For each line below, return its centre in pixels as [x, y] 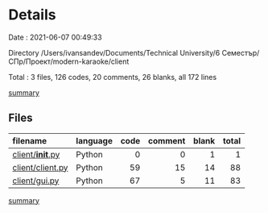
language [94, 140]
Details [32, 15]
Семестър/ [241, 52]
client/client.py [40, 167]
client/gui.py [36, 181]
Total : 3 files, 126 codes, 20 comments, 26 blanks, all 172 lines [113, 77]
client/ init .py [36, 154]
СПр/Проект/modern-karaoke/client [69, 61]
